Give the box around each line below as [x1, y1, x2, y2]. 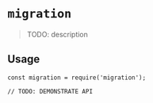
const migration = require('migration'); [7, 74, 147, 82]
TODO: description [26, 29, 89, 39]
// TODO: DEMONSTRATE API [7, 87, 93, 95]
